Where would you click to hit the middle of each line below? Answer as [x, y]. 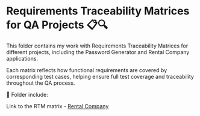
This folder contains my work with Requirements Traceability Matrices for [97, 46]
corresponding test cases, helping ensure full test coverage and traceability [100, 76]
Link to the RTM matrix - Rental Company [58, 106]
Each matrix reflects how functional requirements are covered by [87, 70]
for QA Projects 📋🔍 [57, 25]
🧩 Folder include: [27, 94]
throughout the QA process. [41, 83]
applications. [22, 58]
